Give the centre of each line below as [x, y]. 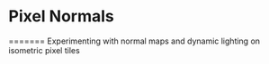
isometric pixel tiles [44, 50]
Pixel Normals [61, 16]
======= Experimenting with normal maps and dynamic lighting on [134, 41]
